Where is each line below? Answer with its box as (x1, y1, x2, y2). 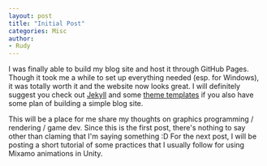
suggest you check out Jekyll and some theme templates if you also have (8, 90, 254, 100)
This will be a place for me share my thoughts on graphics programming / (8, 114, 254, 124)
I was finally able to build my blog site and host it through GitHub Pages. (8, 64, 249, 74)
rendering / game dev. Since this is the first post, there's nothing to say (8, 123, 246, 133)
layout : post (8, 11, 53, 20)
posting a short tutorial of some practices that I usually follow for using (8, 140, 245, 150)
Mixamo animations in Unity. (8, 149, 103, 159)
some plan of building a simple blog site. (8, 99, 144, 109)
